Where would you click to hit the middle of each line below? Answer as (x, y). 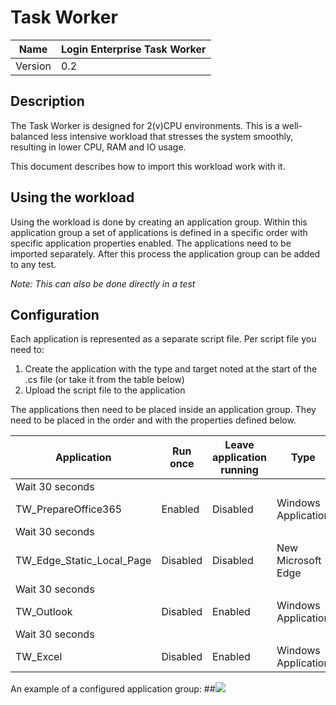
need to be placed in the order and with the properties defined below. (153, 420)
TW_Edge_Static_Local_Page (83, 561)
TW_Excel (39, 657)
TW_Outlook (44, 612)
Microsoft (299, 561)
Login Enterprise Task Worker (133, 49)
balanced (29, 136)
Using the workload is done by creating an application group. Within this (159, 222)
